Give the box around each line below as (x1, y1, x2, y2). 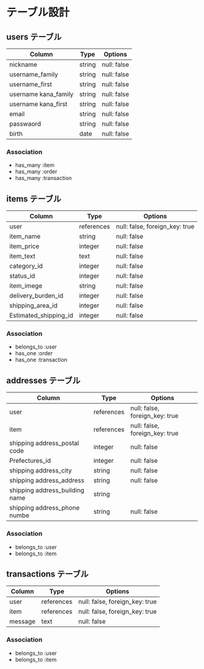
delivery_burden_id (9, 291, 64, 300)
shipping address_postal (9, 439, 80, 448)
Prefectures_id (9, 457, 51, 465)
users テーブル (6, 32, 62, 42)
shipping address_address (9, 476, 85, 485)
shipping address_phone (9, 504, 80, 512)
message (9, 617, 36, 626)
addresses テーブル (6, 375, 81, 386)
